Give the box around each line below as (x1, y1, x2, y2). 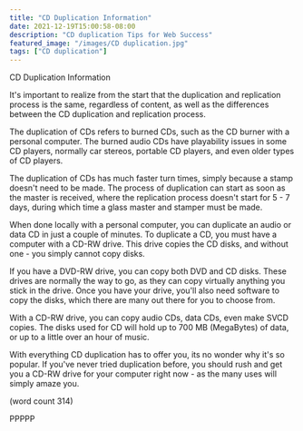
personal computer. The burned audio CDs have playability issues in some (9, 136, 288, 147)
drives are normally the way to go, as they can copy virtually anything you (9, 276, 286, 287)
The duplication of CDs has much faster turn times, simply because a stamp (9, 173, 293, 184)
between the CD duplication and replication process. (9, 109, 207, 120)
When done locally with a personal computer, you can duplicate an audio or (9, 220, 292, 230)
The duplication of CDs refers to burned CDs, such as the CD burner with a (9, 126, 290, 137)
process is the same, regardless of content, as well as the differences (9, 99, 269, 110)
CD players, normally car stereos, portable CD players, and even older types (9, 146, 295, 157)
